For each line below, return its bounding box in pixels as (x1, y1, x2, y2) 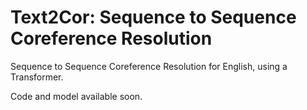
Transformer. (10, 71, 64, 83)
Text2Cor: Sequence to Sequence (10, 6, 297, 29)
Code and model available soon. (10, 90, 143, 102)
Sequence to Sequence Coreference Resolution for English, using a (10, 60, 288, 72)
